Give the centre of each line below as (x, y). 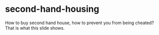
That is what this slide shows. (35, 28)
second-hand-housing (52, 9)
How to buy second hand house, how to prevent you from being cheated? (79, 23)
